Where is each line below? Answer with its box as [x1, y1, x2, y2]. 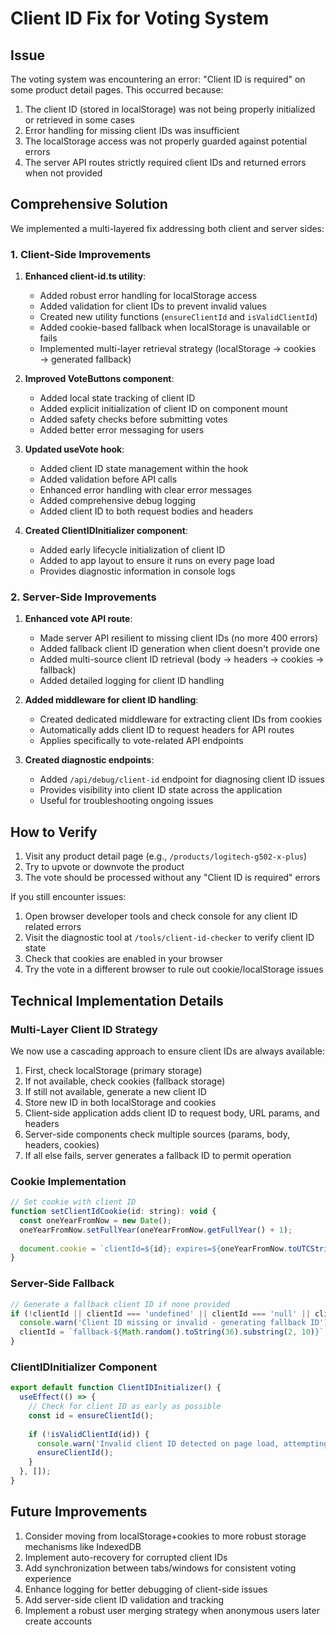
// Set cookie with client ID [10, 1197, 137, 1207]
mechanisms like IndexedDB [24, 1540, 142, 1552]
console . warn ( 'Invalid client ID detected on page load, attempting [36, 1438, 329, 1449]
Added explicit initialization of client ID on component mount [39, 403, 288, 415]
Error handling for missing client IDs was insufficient [24, 125, 240, 136]
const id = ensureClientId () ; [28, 1410, 155, 1421]
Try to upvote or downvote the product [24, 861, 185, 873]
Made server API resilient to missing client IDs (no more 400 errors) [39, 632, 319, 644]
